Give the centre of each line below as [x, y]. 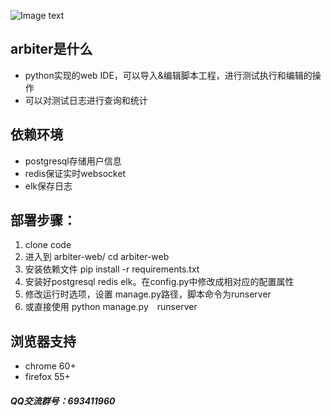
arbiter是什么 [51, 49]
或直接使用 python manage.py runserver [111, 307]
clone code [48, 245]
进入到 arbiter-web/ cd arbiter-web [97, 257]
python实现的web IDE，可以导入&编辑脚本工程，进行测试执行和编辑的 [168, 75]
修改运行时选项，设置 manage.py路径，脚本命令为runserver [148, 294]
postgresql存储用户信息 [73, 161]
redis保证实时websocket [75, 173]
